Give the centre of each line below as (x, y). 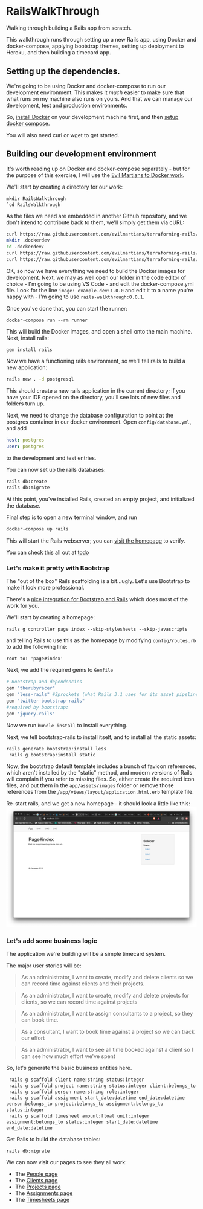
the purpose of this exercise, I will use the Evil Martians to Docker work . (95, 175)
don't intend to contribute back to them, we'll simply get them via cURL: (95, 222)
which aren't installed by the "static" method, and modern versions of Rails (99, 772)
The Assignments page (44, 1193)
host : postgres (25, 440)
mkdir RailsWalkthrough (36, 198)
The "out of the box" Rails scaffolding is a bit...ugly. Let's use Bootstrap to (98, 581)
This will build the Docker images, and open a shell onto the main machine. (99, 331)
